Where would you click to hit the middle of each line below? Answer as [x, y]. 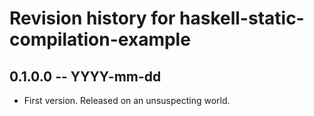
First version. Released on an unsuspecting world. [127, 100]
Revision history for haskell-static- [157, 18]
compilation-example [100, 39]
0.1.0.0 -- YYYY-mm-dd [85, 76]
